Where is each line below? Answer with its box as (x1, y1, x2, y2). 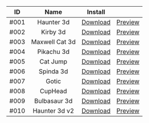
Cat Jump (39, 58, 68, 65)
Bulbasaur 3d (34, 97, 73, 105)
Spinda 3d (38, 67, 68, 75)
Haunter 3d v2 (32, 107, 74, 115)
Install (87, 8, 105, 16)
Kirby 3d (41, 28, 66, 36)
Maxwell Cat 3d (31, 38, 76, 46)
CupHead (40, 87, 68, 95)
